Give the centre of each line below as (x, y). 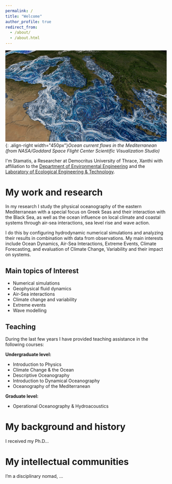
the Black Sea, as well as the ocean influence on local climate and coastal (83, 217)
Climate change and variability (45, 300)
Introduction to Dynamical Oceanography (56, 381)
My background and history (66, 427)
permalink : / (19, 11)
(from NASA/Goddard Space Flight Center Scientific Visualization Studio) (83, 151)
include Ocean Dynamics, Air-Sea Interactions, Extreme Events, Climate (81, 244)
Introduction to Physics (37, 364)
